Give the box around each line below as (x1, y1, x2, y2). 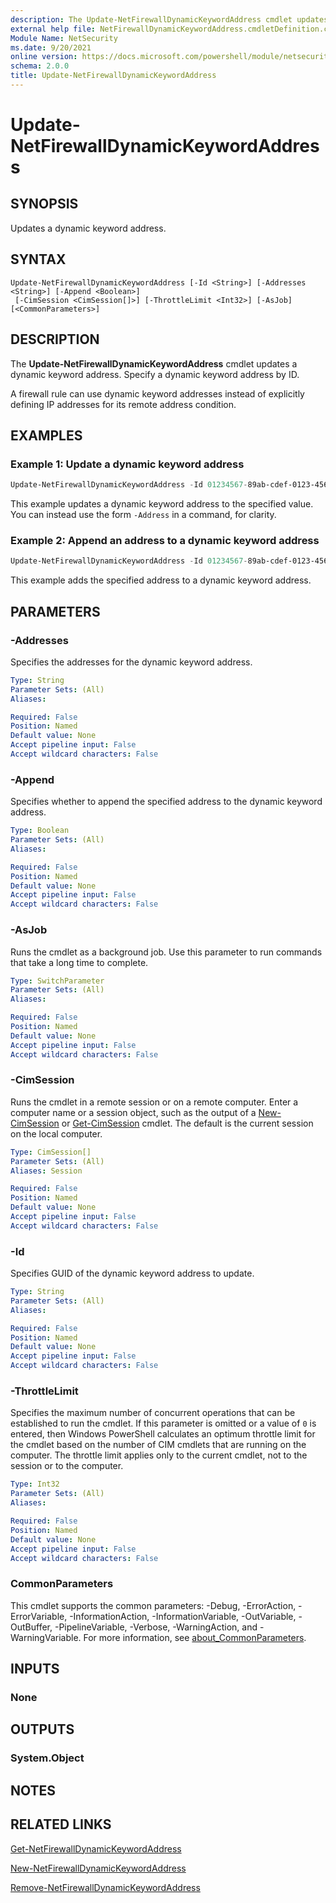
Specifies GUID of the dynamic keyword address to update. (10, 1267, 255, 1280)
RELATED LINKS (10, 1816, 112, 1833)
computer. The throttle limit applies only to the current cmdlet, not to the (10, 1449, 308, 1461)
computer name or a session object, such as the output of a (10, 1106, 257, 1118)
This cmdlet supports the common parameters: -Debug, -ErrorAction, (10, 1599, 297, 1611)
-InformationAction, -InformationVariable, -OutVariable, (69, 1610, 297, 1622)
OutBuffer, (10, 1621, 53, 1633)
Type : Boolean (10, 826, 70, 836)
